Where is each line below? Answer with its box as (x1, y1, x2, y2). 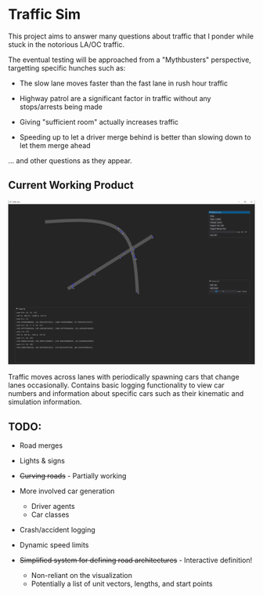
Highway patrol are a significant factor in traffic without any (19, 93, 211, 103)
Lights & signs (19, 456, 65, 466)
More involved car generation (19, 486, 115, 496)
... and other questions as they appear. (8, 155, 133, 165)
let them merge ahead (19, 140, 92, 150)
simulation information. (8, 398, 82, 407)
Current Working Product (8, 179, 135, 192)
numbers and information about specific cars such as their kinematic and (8, 389, 244, 398)
